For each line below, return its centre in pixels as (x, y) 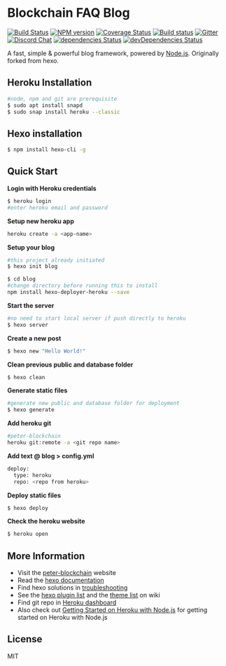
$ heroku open (28, 534)
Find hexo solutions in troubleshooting (72, 588)
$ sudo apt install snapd (45, 105)
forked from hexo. (33, 60)
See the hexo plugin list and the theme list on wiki (89, 595)
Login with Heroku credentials (52, 188)
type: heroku (33, 475)
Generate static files (37, 390)
